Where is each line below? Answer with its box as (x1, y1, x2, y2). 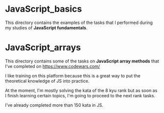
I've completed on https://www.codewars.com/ (5, 63, 100, 69)
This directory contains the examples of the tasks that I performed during (5, 20, 153, 25)
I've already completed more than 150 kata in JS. (5, 102, 104, 108)
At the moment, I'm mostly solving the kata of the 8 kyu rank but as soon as (5, 87, 158, 93)
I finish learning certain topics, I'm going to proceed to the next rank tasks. (5, 92, 156, 98)
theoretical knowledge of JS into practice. (5, 78, 90, 84)
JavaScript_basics (5, 3, 82, 15)
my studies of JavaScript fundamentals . (5, 24, 88, 30)
